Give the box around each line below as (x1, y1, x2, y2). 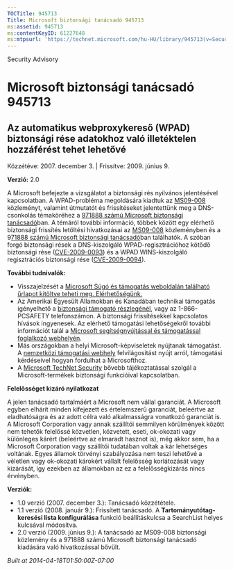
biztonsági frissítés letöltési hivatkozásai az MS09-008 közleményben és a (7, 226, 221, 234)
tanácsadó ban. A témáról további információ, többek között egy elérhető (7, 218, 215, 227)
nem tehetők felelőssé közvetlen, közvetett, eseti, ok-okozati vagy (7, 427, 196, 436)
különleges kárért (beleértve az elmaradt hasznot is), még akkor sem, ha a (7, 435, 220, 443)
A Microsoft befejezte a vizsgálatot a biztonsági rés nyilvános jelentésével (7, 189, 218, 197)
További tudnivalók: (7, 269, 66, 277)
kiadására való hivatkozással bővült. (17, 543, 121, 551)
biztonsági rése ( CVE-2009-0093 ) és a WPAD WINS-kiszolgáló (7, 248, 188, 256)
